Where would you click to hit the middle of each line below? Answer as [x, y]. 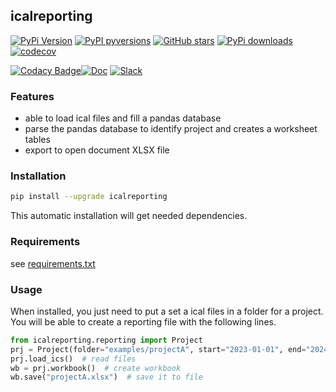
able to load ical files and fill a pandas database [123, 118]
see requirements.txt [53, 263]
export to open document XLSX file [97, 150]
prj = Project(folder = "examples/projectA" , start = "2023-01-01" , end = [158, 349]
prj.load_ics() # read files [73, 359]
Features [32, 96]
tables [37, 140]
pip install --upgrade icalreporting [89, 197]
